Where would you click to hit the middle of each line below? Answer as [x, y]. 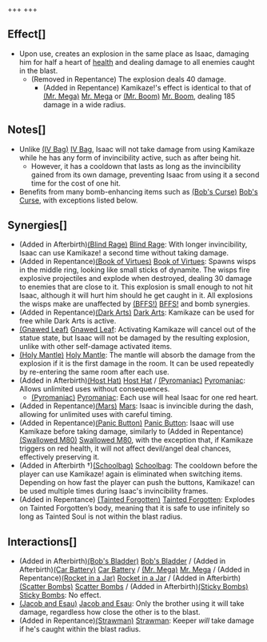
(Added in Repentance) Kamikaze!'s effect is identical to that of [147, 87]
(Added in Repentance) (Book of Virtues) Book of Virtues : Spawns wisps [137, 262]
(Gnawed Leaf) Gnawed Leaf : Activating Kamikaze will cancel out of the [137, 330]
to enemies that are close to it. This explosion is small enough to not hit [136, 287]
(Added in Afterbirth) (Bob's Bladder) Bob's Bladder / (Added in [122, 561]
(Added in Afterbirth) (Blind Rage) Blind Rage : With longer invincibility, [133, 244]
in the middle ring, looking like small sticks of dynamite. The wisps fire [134, 270]
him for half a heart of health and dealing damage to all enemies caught [137, 62]
